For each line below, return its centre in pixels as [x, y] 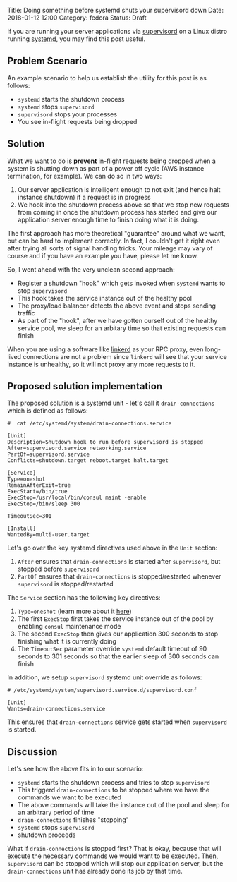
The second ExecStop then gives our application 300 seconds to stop [118, 634]
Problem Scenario [48, 61]
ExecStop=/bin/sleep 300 [44, 504]
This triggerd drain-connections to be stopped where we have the [114, 790]
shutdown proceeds [47, 835]
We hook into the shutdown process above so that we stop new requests [123, 205]
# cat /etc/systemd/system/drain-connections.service [90, 424]
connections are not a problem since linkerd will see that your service [125, 356]
